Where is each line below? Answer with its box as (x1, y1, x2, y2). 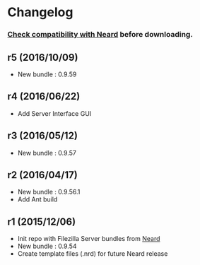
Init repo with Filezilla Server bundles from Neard (17, 235, 160, 243)
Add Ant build (17, 195, 58, 204)
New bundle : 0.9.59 (17, 70, 77, 78)
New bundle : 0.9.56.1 (17, 188, 81, 196)
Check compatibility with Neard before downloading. (7, 30, 193, 40)
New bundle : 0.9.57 (17, 148, 76, 157)
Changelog (7, 4, 73, 20)
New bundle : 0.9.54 (17, 242, 77, 251)
